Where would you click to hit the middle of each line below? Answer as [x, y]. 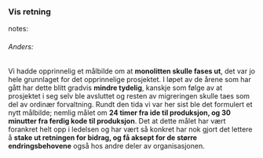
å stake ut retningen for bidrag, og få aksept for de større [103, 137]
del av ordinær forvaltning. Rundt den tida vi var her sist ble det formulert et [130, 104]
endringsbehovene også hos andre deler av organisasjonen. [107, 145]
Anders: [21, 46]
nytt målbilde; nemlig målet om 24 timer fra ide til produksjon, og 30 [120, 113]
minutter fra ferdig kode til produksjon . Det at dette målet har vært [117, 120]
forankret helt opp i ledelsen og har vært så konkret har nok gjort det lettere [130, 129]
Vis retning [29, 12]
